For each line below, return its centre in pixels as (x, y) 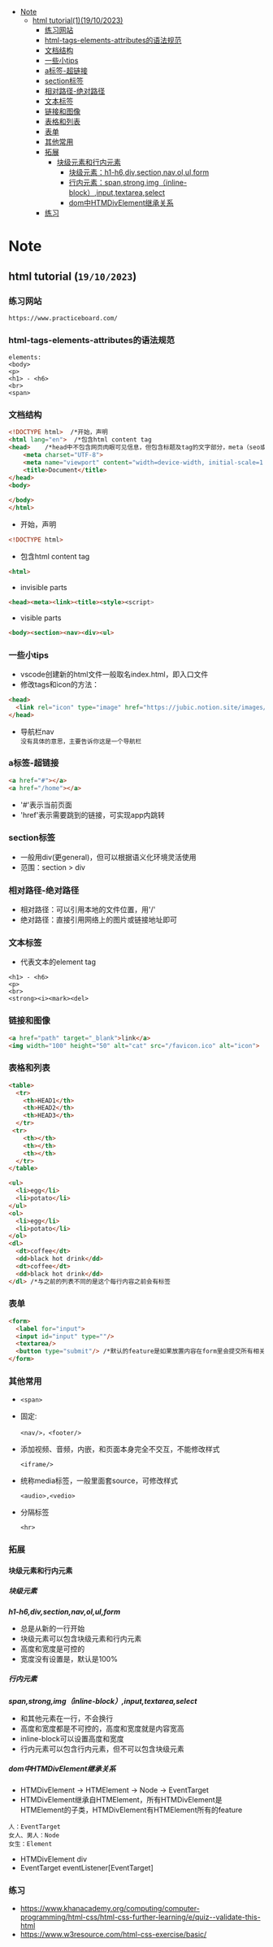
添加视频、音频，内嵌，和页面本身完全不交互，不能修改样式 (120, 1449)
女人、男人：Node (34, 1835)
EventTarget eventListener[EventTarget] (87, 1867)
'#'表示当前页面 (46, 805)
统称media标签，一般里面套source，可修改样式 (99, 1481)
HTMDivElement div (54, 1859)
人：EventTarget (35, 1827)
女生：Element (30, 1844)
